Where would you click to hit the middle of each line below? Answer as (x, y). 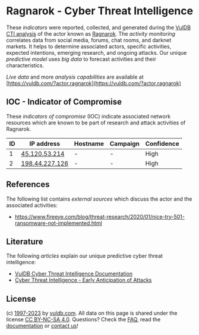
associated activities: (32, 205)
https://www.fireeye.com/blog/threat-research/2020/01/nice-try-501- (100, 217)
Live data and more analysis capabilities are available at (75, 77)
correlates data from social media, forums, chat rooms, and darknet (89, 40)
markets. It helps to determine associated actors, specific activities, (89, 46)
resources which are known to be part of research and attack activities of (96, 123)
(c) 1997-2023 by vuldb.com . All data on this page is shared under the (92, 313)
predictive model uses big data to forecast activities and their (81, 59)
